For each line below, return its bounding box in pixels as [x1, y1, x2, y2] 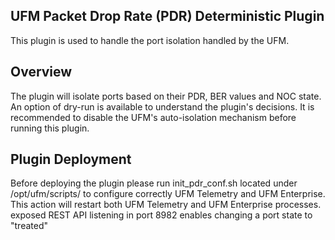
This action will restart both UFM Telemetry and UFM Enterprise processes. [10, 199, 322, 211]
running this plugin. [10, 122, 90, 134]
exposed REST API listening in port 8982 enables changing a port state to [10, 209, 313, 221]
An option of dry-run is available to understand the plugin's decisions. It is [10, 100, 315, 113]
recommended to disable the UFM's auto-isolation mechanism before [10, 111, 297, 123]
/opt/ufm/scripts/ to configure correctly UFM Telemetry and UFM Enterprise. [10, 188, 326, 200]
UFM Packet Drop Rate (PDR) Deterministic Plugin [10, 8, 325, 25]
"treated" [10, 220, 48, 232]
